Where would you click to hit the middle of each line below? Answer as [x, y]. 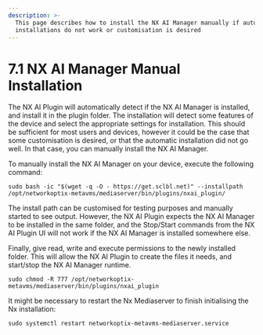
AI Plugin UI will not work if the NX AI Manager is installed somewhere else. [130, 233]
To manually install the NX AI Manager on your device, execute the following [131, 164]
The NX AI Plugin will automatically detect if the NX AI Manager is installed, [129, 107]
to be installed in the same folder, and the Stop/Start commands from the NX [131, 225]
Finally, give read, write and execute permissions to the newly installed [122, 249]
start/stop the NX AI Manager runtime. [70, 265]
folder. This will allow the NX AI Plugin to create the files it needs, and [120, 257]
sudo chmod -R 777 [38, 279]
